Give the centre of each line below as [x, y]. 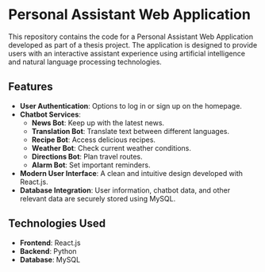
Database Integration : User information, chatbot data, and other [125, 190]
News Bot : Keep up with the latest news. [98, 123]
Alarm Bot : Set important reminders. [91, 165]
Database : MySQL [50, 259]
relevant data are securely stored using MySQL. [98, 198]
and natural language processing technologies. [85, 62]
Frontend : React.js [50, 243]
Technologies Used [57, 224]
